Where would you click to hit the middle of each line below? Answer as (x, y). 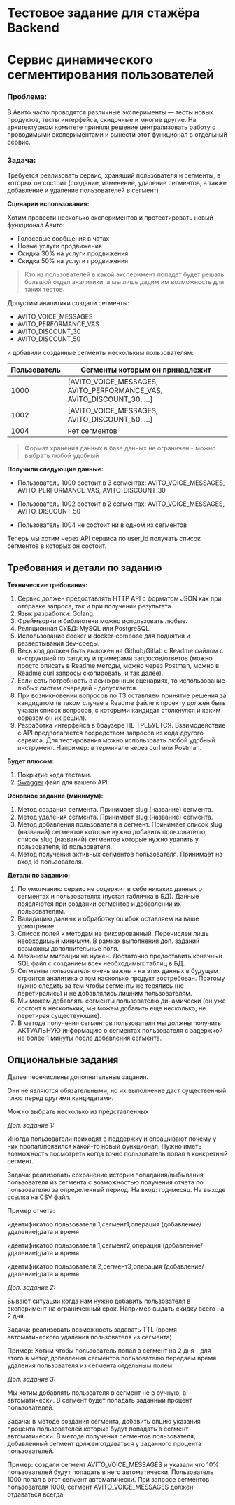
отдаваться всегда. (36, 1494)
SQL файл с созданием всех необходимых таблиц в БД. (101, 963)
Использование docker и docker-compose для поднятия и (104, 636)
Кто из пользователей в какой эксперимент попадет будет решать (124, 274)
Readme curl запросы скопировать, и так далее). (90, 673)
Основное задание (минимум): (55, 796)
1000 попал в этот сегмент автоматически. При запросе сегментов (108, 1479)
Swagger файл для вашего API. (63, 782)
